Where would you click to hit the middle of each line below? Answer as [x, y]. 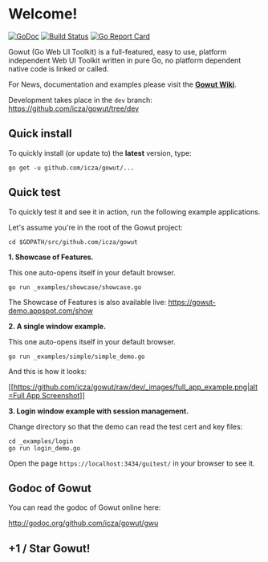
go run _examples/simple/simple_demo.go [77, 356]
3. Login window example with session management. [99, 411]
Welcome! [43, 14]
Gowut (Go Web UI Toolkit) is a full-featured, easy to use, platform [118, 51]
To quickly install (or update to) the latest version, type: [100, 153]
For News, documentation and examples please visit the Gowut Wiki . [122, 84]
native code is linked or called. [59, 68]
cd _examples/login [41, 441]
